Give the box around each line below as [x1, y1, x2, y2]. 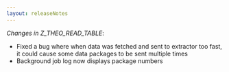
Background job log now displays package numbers [16, 56, 163, 65]
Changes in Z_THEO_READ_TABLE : [6, 29, 104, 37]
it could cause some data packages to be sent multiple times [16, 49, 189, 58]
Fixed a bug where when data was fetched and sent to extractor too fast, [16, 42, 222, 50]
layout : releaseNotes [6, 10, 69, 17]
